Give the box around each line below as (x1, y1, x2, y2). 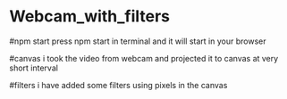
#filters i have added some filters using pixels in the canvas (9, 79, 228, 90)
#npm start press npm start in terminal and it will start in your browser (9, 36, 266, 46)
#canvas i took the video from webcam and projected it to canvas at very (9, 53, 279, 63)
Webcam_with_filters (9, 6, 171, 27)
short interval (9, 62, 58, 73)
